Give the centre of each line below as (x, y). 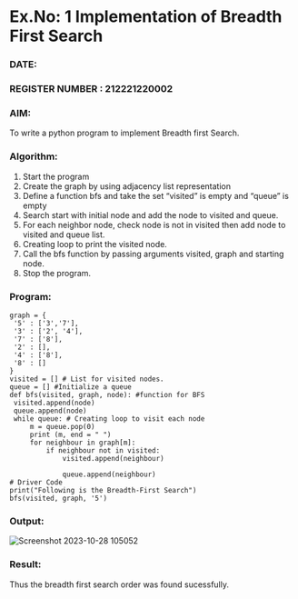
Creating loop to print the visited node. (95, 244)
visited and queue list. (64, 235)
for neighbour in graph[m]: (83, 443)
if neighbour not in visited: (103, 450)
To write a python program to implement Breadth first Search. (124, 133)
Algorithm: (34, 156)
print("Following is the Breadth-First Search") (103, 490)
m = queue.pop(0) (62, 426)
